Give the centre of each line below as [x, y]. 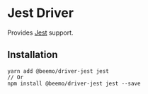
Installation [33, 55]
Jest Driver [41, 13]
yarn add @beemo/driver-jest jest [58, 71]
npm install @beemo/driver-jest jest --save [74, 83]
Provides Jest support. [40, 33]
